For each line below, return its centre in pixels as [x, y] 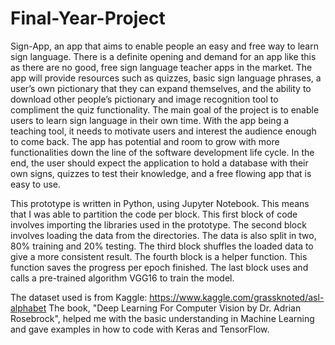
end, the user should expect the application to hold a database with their [159, 163]
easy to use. [35, 184]
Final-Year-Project [88, 18]
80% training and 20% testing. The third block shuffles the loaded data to [162, 246]
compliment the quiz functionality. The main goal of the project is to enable [165, 109]
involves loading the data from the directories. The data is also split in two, [163, 235]
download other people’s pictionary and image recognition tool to [144, 99]
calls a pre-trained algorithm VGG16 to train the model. [122, 278]
